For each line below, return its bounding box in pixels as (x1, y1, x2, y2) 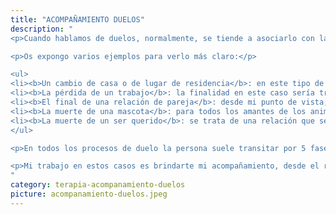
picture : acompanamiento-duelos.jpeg (10, 189, 168, 199)
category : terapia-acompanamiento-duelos (10, 180, 186, 190)
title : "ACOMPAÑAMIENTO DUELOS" (10, 14, 145, 25)
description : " (10, 24, 74, 34)
